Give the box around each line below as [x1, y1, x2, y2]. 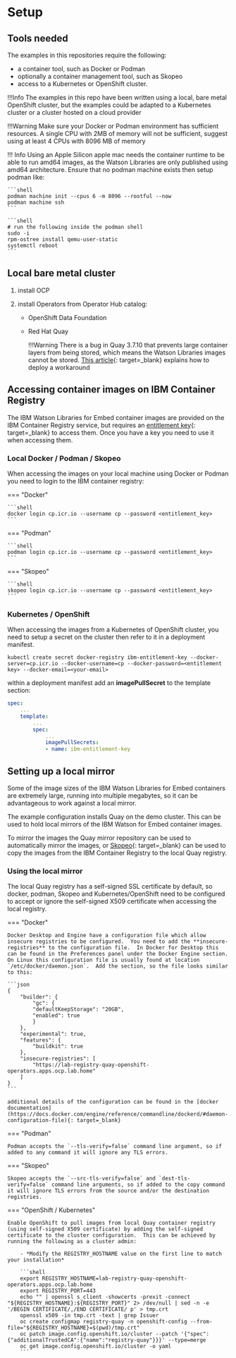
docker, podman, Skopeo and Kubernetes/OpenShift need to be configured [7, 889, 225, 899]
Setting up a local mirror [7, 765, 115, 777]
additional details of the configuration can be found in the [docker [7, 1099, 219, 1106]
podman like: [7, 173, 45, 181]
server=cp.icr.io [7, 660, 58, 667]
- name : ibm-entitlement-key [44, 746, 131, 753]
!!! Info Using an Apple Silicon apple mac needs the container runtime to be [7, 151, 225, 159]
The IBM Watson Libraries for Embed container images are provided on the [7, 413, 225, 421]
